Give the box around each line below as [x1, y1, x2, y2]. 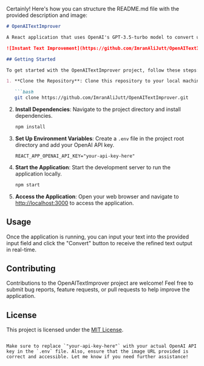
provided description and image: [6, 12, 88, 19]
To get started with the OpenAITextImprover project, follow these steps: [6, 67, 200, 73]
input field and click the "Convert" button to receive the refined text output [6, 239, 192, 246]
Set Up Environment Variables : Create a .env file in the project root [15, 135, 184, 142]
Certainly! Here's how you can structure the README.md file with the [6, 5, 179, 12]
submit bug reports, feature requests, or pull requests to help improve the [6, 286, 190, 293]
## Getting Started [6, 56, 56, 63]
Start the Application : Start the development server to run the [15, 163, 171, 171]
